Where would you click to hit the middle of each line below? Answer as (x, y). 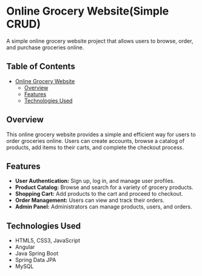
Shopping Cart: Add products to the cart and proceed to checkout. (99, 194)
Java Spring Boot (37, 254)
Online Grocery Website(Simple (88, 11)
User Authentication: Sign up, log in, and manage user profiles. (95, 181)
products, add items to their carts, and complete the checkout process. (95, 147)
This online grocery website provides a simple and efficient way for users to (101, 134)
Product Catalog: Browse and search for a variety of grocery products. (104, 187)
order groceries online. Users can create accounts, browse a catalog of (96, 140)
